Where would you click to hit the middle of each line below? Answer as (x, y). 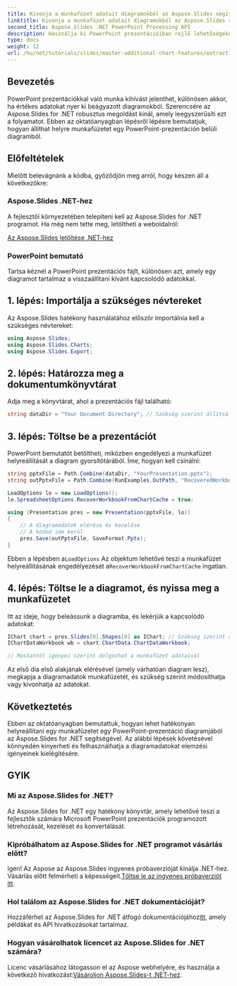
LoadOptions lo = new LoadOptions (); (63, 493)
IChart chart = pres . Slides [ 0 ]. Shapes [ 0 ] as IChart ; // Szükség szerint (116, 637)
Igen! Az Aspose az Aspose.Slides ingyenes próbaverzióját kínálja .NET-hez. (118, 869)
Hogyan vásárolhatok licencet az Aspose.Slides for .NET (106, 943)
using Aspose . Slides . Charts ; (50, 345)
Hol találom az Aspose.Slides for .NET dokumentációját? (106, 901)
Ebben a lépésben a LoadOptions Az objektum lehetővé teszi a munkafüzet (114, 559)
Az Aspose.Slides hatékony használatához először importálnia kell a (106, 317)
